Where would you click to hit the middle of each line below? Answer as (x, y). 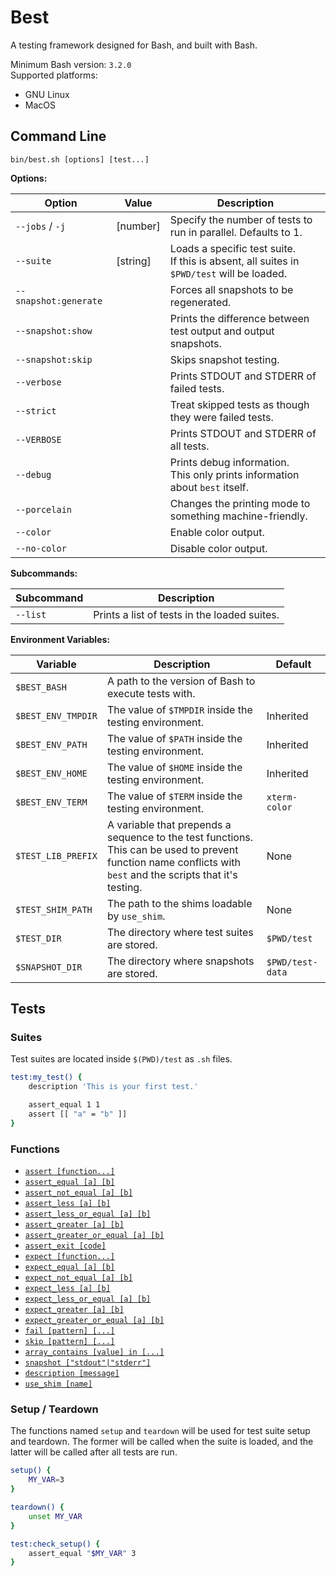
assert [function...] (69, 1172)
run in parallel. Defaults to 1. (236, 232)
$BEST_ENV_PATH (51, 744)
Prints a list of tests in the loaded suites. (186, 614)
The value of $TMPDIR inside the (179, 709)
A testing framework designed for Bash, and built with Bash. (134, 45)
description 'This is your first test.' (113, 1087)
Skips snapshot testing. (224, 359)
